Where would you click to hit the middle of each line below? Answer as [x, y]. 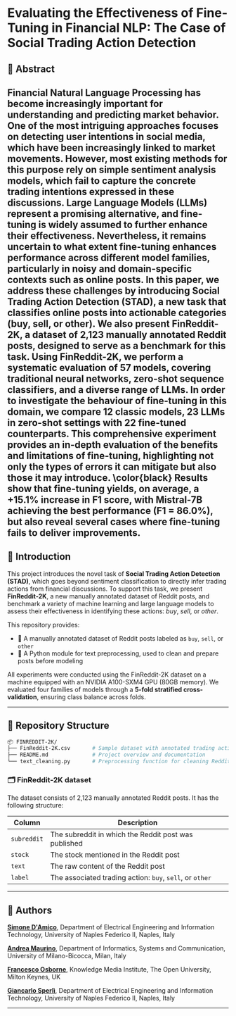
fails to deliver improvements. [74, 533]
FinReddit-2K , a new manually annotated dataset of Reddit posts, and [108, 596]
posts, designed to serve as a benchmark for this [117, 345]
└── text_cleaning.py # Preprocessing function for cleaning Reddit [119, 762]
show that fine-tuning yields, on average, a [103, 488]
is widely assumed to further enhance [123, 224]
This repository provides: [44, 625]
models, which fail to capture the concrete [102, 181]
